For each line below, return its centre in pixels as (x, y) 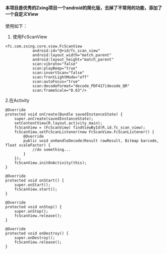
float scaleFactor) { (28, 145)
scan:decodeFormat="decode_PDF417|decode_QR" (81, 86)
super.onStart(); (33, 185)
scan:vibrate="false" (55, 64)
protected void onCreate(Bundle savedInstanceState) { (64, 114)
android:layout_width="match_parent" (72, 55)
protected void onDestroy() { (37, 234)
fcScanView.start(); (36, 189)
